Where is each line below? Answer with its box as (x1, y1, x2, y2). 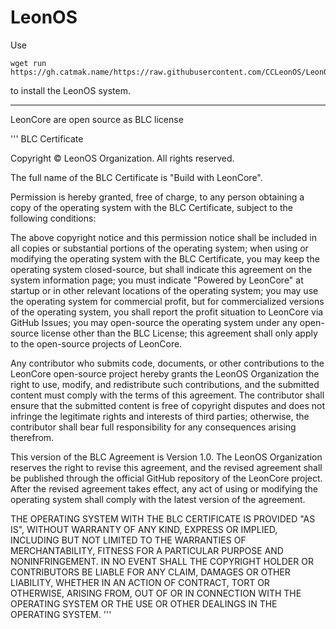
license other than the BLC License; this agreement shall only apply (41, 327, 318, 339)
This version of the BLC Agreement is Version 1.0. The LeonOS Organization (10, 451, 323, 463)
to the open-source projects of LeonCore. (10, 337, 183, 350)
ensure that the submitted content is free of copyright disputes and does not (10, 399, 326, 411)
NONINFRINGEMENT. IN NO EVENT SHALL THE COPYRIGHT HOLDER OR (10, 555, 314, 567)
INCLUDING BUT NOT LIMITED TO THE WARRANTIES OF (10, 534, 247, 546)
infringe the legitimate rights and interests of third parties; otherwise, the (10, 410, 310, 422)
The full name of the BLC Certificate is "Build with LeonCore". (10, 171, 263, 183)
